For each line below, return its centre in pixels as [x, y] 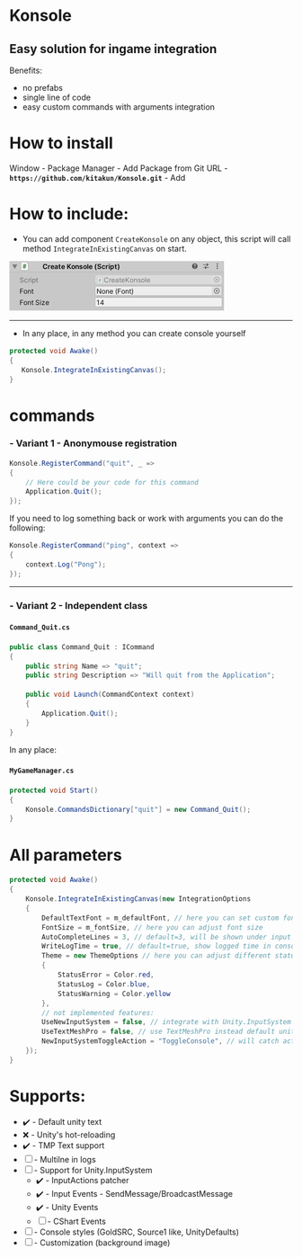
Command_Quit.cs [40, 628]
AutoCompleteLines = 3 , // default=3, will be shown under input [167, 937]
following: [27, 528]
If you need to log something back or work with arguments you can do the [147, 519]
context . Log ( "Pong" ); [66, 564]
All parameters [66, 855]
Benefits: [26, 70]
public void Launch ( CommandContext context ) [110, 695]
